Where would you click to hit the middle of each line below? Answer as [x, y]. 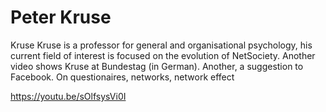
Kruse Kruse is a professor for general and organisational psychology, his [161, 45]
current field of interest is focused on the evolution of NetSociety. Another [163, 55]
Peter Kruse [61, 17]
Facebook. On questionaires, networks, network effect [122, 77]
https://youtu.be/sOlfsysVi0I [68, 96]
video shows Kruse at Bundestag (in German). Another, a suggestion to [157, 66]
